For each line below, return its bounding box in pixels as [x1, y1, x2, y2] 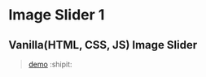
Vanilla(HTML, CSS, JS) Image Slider [8, 38, 198, 52]
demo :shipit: [28, 59, 72, 69]
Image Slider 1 [8, 6, 105, 24]
